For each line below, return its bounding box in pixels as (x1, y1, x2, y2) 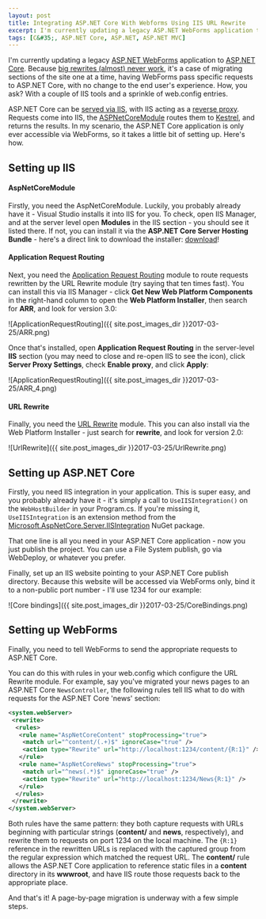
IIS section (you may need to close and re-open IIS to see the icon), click (8, 352, 245, 361)
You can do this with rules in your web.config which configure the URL (8, 668, 238, 677)
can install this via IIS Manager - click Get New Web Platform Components (8, 287, 253, 297)
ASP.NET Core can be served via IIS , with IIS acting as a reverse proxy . (8, 105, 240, 114)
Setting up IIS (8, 161, 76, 174)
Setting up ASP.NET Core (8, 466, 135, 479)
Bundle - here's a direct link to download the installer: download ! (8, 235, 220, 244)
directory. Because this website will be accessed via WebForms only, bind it (8, 577, 256, 586)
